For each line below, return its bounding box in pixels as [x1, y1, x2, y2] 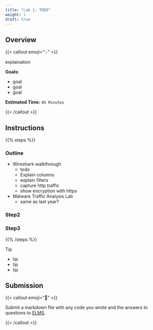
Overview [5, 35, 37, 44]
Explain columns [20, 172, 55, 178]
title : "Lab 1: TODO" [5, 7, 51, 13]
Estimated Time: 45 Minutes [5, 99, 65, 105]
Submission [5, 281, 44, 290]
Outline [5, 150, 24, 157]
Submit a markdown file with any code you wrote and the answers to [5, 304, 148, 311]
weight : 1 [5, 12, 26, 17]
